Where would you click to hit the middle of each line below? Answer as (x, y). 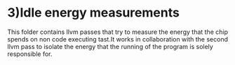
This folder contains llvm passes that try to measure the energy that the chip (117, 32)
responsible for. (30, 54)
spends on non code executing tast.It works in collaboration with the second (118, 39)
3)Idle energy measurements (94, 13)
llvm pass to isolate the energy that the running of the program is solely (110, 46)
